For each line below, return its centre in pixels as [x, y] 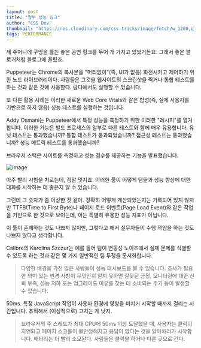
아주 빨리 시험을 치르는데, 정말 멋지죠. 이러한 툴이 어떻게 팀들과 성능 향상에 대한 [99, 180]
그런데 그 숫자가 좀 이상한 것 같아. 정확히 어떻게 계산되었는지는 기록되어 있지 [95, 200]
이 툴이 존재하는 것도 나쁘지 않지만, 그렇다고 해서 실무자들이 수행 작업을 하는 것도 [100, 228]
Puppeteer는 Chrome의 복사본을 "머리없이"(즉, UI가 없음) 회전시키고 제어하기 [97, 72]
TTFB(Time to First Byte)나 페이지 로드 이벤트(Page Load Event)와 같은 [97, 208]
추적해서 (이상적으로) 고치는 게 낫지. [70, 311]
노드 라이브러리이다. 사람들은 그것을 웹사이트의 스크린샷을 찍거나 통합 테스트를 [103, 80]
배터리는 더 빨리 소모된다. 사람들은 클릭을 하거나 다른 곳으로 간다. [109, 339]
